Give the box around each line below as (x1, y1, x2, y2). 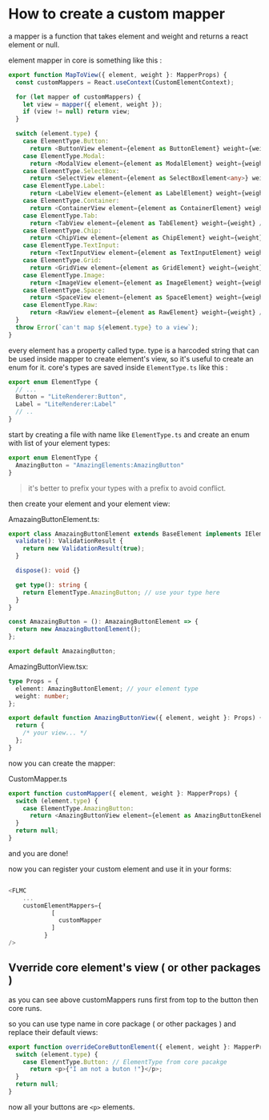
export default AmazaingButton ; (8, 647, 116, 656)
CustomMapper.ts (8, 774, 68, 783)
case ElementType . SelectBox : (22, 167, 120, 175)
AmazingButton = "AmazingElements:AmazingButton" (15, 461, 184, 469)
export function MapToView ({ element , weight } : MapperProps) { (8, 71, 227, 79)
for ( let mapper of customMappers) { (15, 93, 142, 101)
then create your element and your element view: (8, 499, 171, 508)
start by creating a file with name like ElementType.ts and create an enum (8, 430, 250, 439)
